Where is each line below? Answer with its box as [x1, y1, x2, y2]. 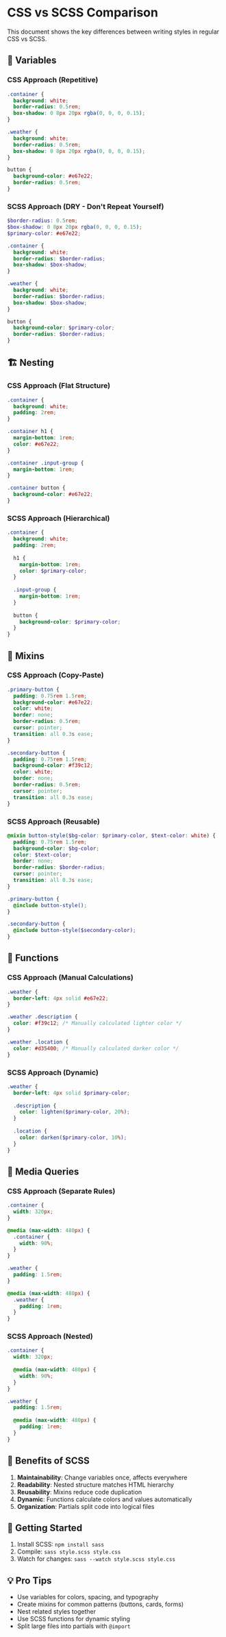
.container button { [7, 484, 66, 491]
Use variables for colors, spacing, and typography [16, 1593, 159, 1601]
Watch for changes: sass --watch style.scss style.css [16, 1555, 176, 1563]
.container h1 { [7, 428, 53, 435]
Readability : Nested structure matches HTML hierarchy [16, 1480, 175, 1488]
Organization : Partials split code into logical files [16, 1502, 155, 1510]
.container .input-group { [7, 459, 84, 467]
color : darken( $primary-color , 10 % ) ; [19, 1134, 127, 1141]
